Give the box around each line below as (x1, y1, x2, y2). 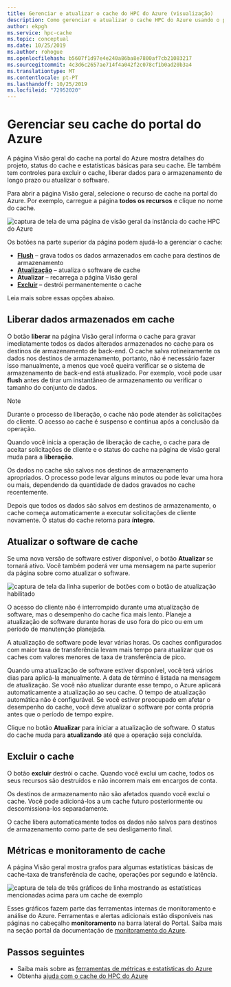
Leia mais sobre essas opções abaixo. (7, 294, 115, 302)
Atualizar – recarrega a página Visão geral (16, 273, 137, 282)
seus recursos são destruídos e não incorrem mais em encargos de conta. (7, 776, 218, 785)
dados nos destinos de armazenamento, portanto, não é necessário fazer (7, 354, 215, 362)
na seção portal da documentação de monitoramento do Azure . (7, 926, 187, 935)
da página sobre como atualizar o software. (7, 569, 131, 577)
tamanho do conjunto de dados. (7, 383, 98, 391)
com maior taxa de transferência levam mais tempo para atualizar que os (7, 645, 214, 654)
